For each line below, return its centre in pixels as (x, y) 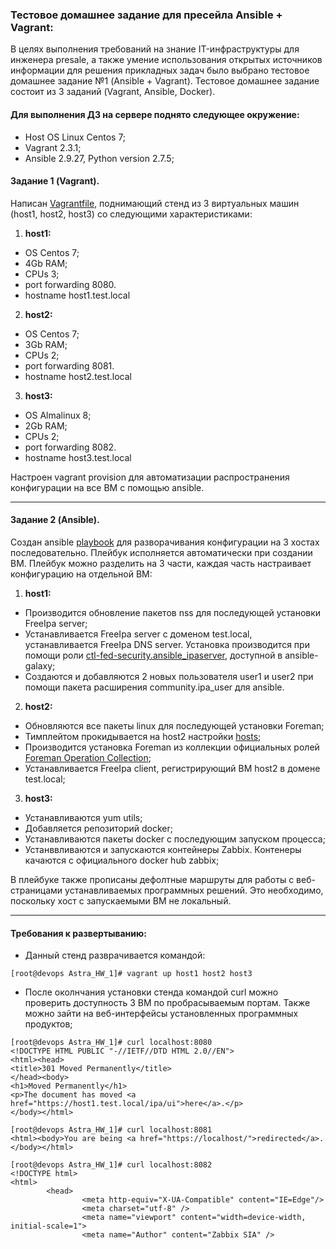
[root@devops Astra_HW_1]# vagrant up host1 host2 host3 (131, 974)
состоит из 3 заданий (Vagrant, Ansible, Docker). (113, 92)
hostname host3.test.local (78, 457)
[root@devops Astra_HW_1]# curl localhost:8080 (111, 1043)
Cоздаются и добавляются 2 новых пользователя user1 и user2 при (169, 676)
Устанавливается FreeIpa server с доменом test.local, (138, 634)
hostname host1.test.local (77, 295)
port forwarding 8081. (69, 365)
